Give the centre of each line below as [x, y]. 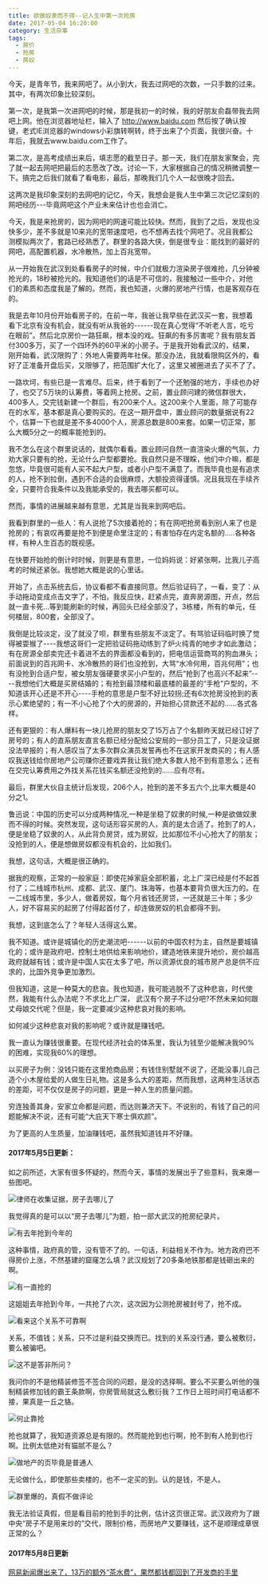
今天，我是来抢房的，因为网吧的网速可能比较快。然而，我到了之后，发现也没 [134, 221]
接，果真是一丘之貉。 [43, 1402]
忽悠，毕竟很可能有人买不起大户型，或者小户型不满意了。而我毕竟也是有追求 [134, 468]
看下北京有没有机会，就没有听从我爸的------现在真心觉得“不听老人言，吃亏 [131, 325]
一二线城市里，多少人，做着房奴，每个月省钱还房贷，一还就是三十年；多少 [130, 898]
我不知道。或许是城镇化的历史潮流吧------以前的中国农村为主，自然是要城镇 [133, 942]
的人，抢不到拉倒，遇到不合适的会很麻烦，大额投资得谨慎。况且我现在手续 [130, 479]
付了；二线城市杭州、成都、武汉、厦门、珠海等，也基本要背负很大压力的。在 [134, 887]
